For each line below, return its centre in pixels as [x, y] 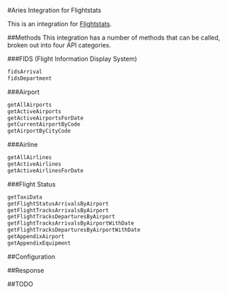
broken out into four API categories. [59, 45]
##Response [26, 270]
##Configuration [31, 257]
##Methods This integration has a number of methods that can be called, [114, 37]
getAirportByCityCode [39, 131]
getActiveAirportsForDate [45, 118]
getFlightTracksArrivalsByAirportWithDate [71, 223]
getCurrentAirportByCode [44, 124]
